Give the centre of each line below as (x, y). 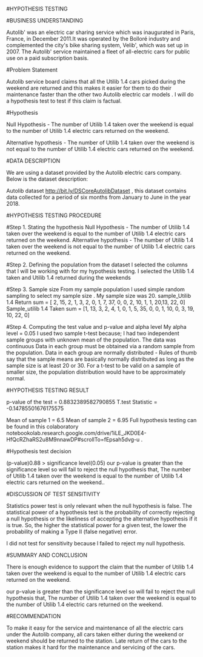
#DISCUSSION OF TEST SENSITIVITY (53, 494)
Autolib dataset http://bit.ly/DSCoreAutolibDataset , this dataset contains (96, 191)
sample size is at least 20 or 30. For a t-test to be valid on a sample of (93, 366)
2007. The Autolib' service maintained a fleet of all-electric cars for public (98, 52)
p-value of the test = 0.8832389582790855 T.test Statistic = (82, 402)
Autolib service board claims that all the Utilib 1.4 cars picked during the (96, 82)
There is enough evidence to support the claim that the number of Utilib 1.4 (100, 567)
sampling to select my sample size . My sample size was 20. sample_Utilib (99, 296)
